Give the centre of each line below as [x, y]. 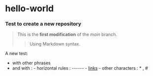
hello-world [30, 9]
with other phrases [31, 63]
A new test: [17, 53]
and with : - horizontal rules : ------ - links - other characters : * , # [80, 68]
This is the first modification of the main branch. [67, 34]
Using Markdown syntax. [55, 44]
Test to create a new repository [43, 24]
